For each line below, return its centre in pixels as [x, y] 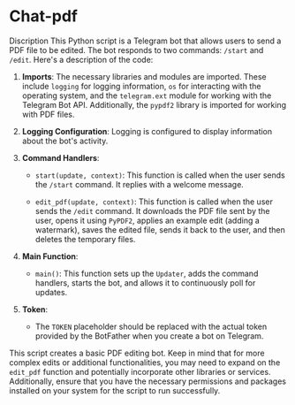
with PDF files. [48, 114]
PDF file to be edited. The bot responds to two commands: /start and [136, 50]
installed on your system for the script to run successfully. [115, 390]
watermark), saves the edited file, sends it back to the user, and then [160, 229]
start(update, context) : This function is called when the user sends [160, 175]
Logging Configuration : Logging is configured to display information [147, 131]
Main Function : [50, 256]
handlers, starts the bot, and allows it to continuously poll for [145, 283]
